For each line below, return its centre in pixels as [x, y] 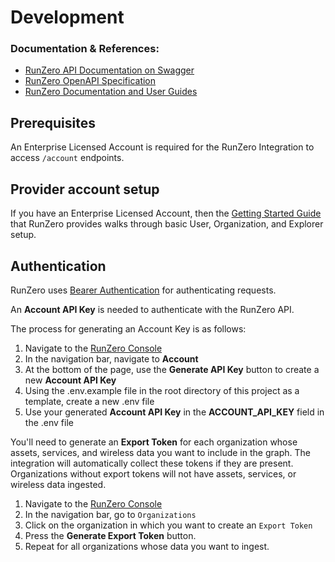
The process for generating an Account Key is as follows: [128, 328]
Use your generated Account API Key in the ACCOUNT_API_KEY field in [174, 412]
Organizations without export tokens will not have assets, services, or [153, 473]
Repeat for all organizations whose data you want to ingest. [147, 546]
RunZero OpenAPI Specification [90, 81]
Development [67, 17]
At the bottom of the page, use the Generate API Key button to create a [172, 369]
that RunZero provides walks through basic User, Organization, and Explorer [167, 224]
